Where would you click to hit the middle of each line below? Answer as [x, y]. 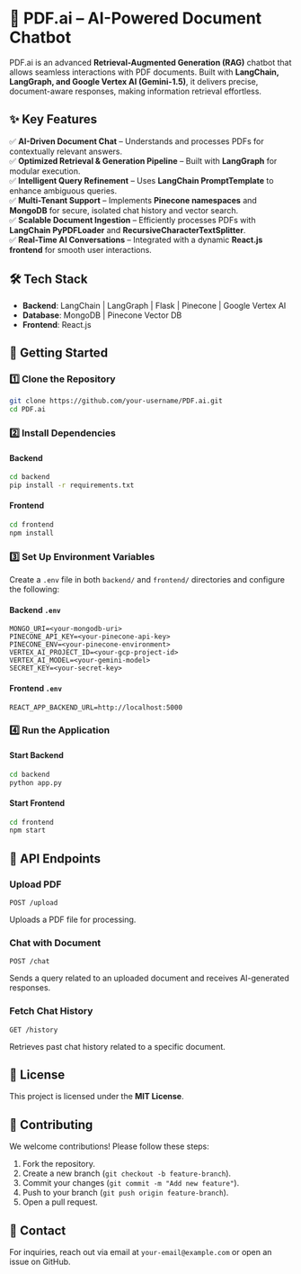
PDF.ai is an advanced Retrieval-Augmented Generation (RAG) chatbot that [150, 62]
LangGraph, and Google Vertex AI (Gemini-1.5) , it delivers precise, [134, 81]
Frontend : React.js [57, 324]
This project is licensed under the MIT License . [97, 1097]
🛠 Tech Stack [49, 280]
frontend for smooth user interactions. [81, 249]
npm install [31, 533]
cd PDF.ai [28, 410]
